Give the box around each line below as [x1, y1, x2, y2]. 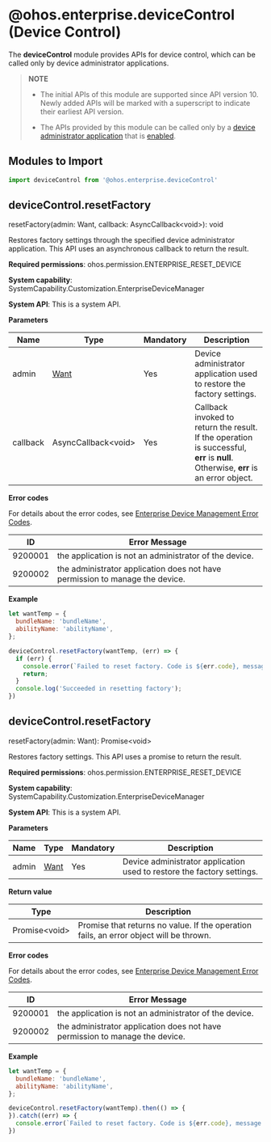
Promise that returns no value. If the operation [77, 920, 252, 931]
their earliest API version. [40, 107, 124, 116]
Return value [8, 886, 52, 896]
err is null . [194, 452, 234, 463]
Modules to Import [8, 154, 103, 168]
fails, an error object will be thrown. [77, 929, 211, 941]
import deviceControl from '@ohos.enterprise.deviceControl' [8, 176, 219, 184]
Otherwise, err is [194, 463, 258, 474]
